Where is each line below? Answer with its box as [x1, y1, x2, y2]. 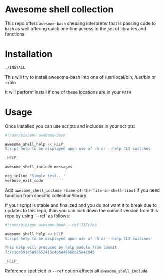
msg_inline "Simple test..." [5, 174, 66, 179]
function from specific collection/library [5, 192, 86, 198]
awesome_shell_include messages [5, 164, 72, 170]
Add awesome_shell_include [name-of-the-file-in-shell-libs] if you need [5, 187, 160, 193]
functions [5, 31, 25, 37]
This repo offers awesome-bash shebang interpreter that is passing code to [5, 20, 156, 26]
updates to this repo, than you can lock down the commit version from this [5, 207, 158, 213]
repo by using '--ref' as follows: [5, 213, 70, 219]
